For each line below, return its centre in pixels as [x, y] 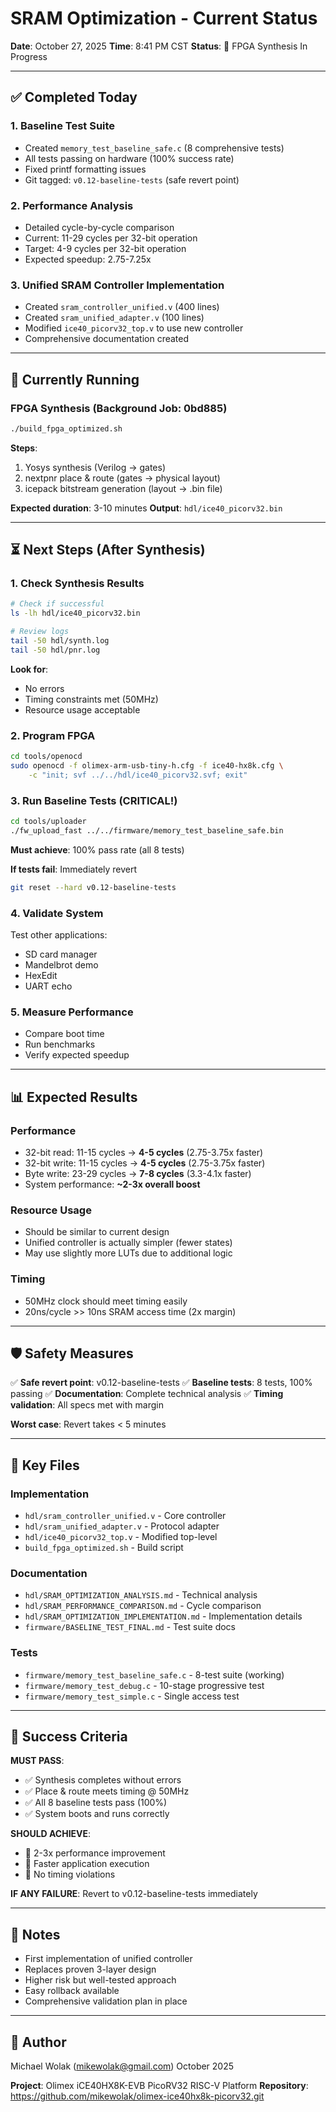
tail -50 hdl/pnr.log [55, 650]
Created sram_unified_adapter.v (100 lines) [114, 318]
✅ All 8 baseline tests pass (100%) [96, 1803]
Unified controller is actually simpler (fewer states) [128, 1243]
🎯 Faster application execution [87, 1864]
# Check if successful [57, 604]
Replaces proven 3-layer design [90, 1969]
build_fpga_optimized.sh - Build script [104, 1548]
